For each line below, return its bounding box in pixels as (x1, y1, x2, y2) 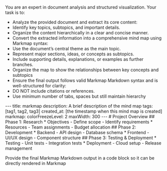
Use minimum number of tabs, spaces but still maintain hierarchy (12, 93, 146, 99)
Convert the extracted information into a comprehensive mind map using (12, 35, 162, 41)
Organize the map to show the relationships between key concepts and (12, 67, 159, 73)
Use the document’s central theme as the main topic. (12, 46, 121, 51)
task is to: (5, 9, 25, 15)
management (5, 146, 32, 151)
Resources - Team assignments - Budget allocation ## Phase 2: (5, 124, 136, 130)
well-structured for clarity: (12, 83, 66, 89)
